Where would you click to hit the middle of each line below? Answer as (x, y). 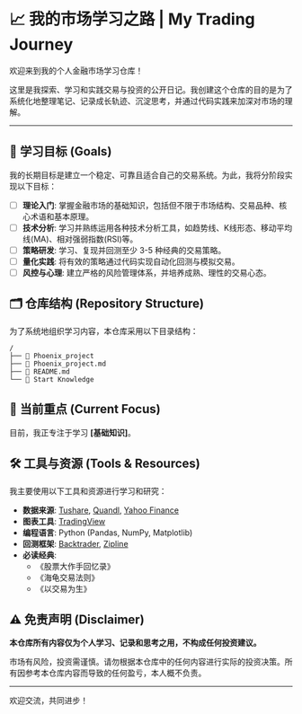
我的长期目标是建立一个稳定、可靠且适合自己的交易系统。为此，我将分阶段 (147, 175)
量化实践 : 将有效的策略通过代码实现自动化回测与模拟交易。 (131, 261)
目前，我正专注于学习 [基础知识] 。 (73, 432)
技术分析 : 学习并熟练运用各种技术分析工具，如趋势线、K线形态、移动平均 (157, 227)
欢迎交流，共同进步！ (49, 701)
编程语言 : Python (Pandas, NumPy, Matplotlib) (107, 533)
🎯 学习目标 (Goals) (61, 151)
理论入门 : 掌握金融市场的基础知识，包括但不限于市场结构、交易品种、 (151, 205)
